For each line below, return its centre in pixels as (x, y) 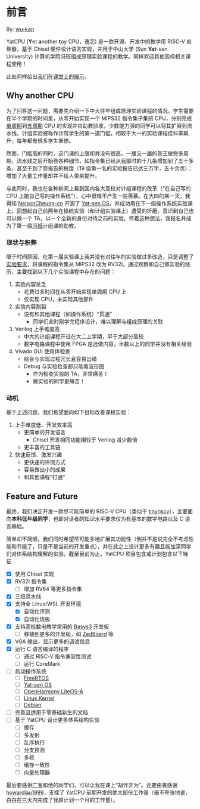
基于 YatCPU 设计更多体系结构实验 (57, 720)
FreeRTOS (36, 678)
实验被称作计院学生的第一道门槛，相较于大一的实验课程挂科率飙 (110, 133)
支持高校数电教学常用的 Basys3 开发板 (62, 626)
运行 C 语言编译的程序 (42, 649)
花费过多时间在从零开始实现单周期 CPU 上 (75, 292)
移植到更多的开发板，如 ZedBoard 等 (69, 634)
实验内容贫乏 (30, 285)
